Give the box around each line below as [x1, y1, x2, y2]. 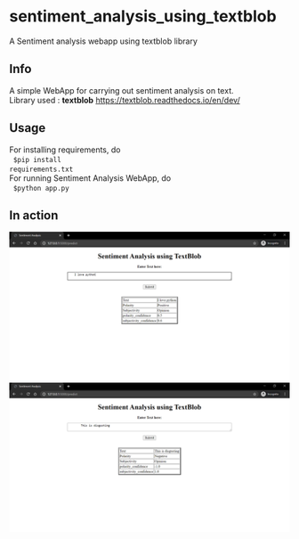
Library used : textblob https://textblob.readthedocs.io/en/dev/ [9, 94, 240, 105]
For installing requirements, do [9, 144, 121, 155]
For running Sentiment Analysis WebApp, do [9, 172, 172, 184]
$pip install [12, 155, 62, 164]
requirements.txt [9, 165, 74, 174]
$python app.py [12, 184, 69, 192]
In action [9, 208, 59, 223]
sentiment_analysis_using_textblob [9, 6, 278, 27]
